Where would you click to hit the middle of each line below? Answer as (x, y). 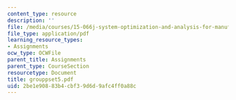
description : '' (31, 20)
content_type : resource (42, 14)
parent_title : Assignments (47, 60)
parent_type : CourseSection (48, 66)
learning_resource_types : (45, 40)
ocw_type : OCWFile (34, 54)
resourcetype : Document (42, 73)
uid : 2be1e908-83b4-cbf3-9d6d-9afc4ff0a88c (72, 86)
